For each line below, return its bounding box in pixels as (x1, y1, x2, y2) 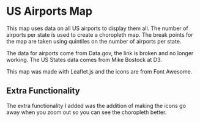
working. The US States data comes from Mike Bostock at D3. (6, 56, 162, 63)
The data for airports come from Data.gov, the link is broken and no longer (6, 49, 194, 56)
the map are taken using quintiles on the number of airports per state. (6, 37, 182, 45)
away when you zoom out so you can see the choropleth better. (6, 109, 167, 116)
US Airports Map (6, 4, 93, 18)
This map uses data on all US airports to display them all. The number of (6, 25, 188, 32)
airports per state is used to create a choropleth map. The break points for (6, 31, 194, 38)
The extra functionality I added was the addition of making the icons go (6, 102, 187, 109)
